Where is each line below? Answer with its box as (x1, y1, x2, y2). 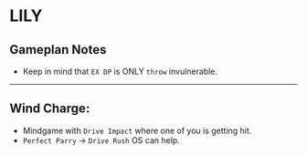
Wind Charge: (9, 101, 90, 117)
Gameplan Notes (9, 42, 107, 57)
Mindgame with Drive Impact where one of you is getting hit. (22, 125, 252, 136)
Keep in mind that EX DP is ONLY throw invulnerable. (22, 66, 217, 77)
